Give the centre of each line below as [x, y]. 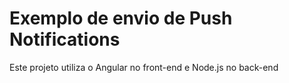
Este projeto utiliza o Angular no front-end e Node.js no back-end [144, 67]
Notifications [65, 39]
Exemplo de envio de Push [121, 18]
